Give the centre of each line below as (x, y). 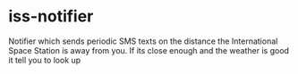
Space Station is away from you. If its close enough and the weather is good (149, 50)
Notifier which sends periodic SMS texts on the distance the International (143, 41)
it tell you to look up (45, 60)
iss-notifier (51, 16)
